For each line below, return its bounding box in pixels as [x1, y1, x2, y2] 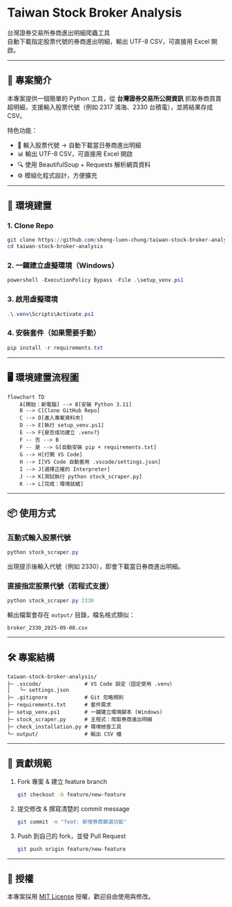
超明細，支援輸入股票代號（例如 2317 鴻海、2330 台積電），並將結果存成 [7, 102, 213, 111]
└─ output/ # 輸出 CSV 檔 [7, 731, 122, 738]
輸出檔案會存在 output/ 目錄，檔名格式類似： [7, 610, 135, 619]
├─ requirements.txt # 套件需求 [7, 702, 112, 709]
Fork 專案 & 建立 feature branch [17, 777, 108, 785]
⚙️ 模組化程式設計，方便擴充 [17, 171, 98, 179]
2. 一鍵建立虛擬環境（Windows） [7, 261, 119, 270]
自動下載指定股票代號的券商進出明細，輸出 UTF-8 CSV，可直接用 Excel [7, 37, 210, 46]
